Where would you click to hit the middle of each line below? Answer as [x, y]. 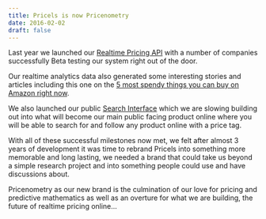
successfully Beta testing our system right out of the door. [103, 61]
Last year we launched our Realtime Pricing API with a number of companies [133, 53]
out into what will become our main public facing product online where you [130, 117]
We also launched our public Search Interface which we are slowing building [133, 108]
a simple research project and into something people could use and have [127, 166]
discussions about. [39, 174]
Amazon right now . [39, 93]
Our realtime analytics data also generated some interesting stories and [125, 77]
